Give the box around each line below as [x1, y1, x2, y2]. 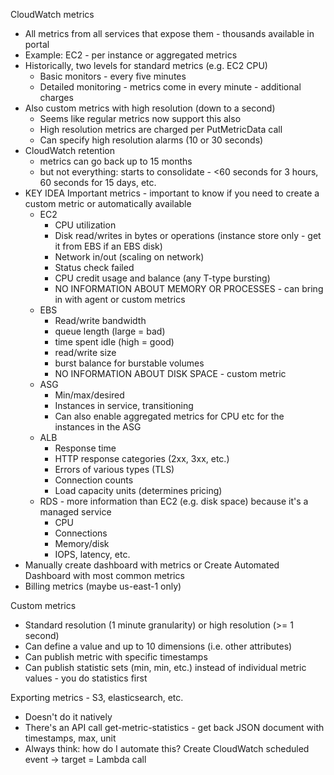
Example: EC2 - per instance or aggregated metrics [24, 49, 238, 61]
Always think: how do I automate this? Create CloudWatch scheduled [24, 743, 310, 754]
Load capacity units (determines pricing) [54, 485, 223, 496]
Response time [54, 442, 117, 454]
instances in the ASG [54, 421, 142, 433]
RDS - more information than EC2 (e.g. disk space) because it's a [39, 495, 309, 507]
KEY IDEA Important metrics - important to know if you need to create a [24, 187, 320, 199]
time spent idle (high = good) [54, 336, 175, 348]
